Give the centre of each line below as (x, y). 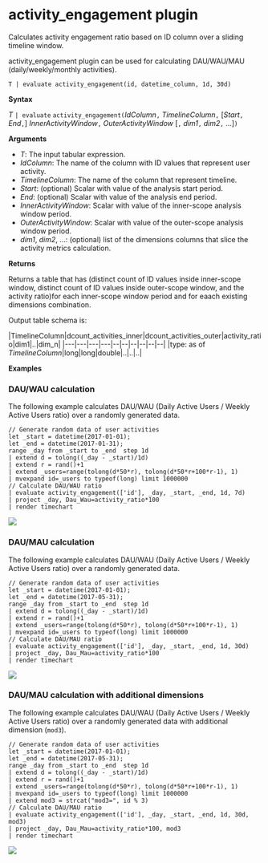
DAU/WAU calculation (52, 389)
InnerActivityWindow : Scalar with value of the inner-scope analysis (131, 205)
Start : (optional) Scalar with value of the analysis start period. (121, 188)
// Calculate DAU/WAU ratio (55, 486)
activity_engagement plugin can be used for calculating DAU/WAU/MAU (126, 61)
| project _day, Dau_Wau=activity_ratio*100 (84, 500)
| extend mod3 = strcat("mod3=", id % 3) (79, 800)
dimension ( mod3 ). (37, 729)
